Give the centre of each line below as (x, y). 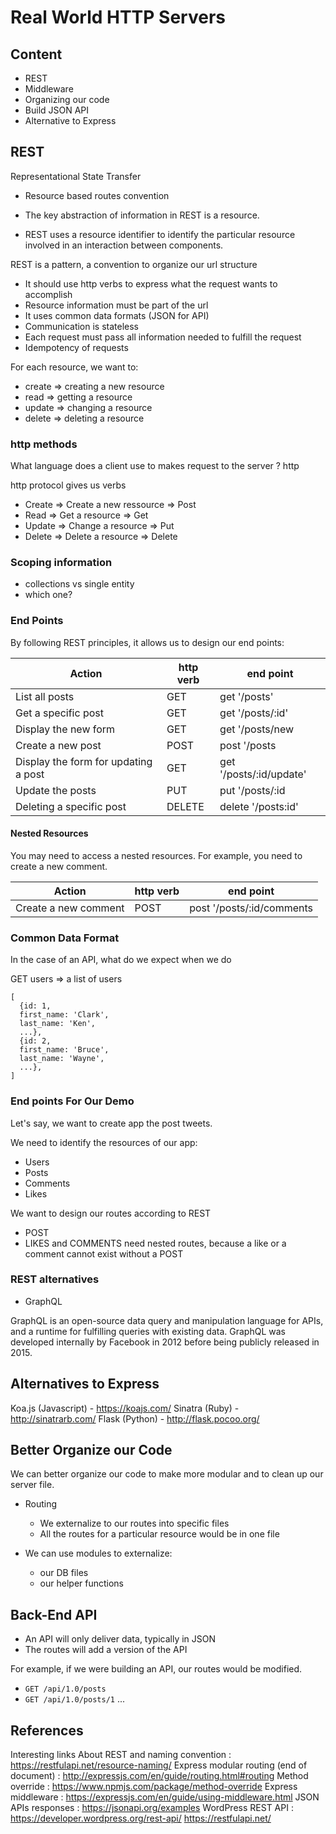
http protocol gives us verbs (68, 485)
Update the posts (56, 790)
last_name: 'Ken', (58, 1024)
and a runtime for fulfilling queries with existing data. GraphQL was (148, 1331)
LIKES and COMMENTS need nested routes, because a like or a (155, 1243)
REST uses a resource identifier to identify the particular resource (160, 234)
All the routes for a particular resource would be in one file (159, 1534)
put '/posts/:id (252, 790)
